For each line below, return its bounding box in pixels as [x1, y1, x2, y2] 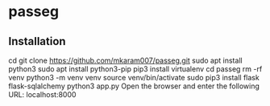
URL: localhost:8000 [8, 90, 77, 99]
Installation [8, 35, 66, 48]
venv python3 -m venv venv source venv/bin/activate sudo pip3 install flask [8, 73, 260, 82]
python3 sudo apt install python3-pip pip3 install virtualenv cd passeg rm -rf [8, 64, 263, 74]
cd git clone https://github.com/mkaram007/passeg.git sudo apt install [8, 55, 243, 65]
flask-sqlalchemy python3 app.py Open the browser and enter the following [8, 81, 260, 91]
